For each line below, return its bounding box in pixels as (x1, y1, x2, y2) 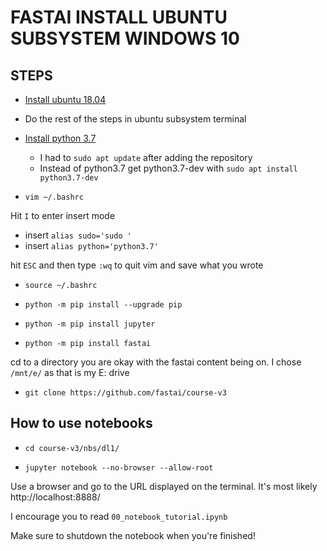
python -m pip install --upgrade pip (24, 300, 183, 310)
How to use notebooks (10, 415, 153, 432)
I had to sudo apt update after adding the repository (39, 152, 253, 163)
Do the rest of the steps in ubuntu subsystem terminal (24, 113, 247, 125)
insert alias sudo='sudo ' (24, 229, 132, 241)
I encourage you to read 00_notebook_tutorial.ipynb (10, 510, 228, 522)
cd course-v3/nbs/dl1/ (24, 443, 120, 453)
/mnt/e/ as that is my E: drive (10, 367, 130, 378)
